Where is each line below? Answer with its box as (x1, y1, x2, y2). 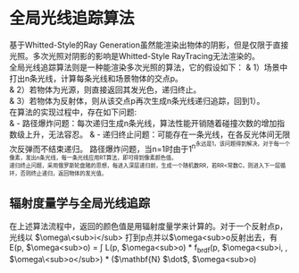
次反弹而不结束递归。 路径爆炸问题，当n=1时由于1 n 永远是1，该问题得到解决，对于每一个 (9, 140, 290, 154)
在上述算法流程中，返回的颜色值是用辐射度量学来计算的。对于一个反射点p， (9, 221, 288, 232)
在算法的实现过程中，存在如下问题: (9, 107, 137, 117)
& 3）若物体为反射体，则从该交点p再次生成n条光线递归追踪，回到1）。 (9, 95, 265, 106)
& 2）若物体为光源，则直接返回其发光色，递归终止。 (9, 84, 202, 95)
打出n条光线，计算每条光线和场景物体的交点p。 (9, 73, 183, 83)
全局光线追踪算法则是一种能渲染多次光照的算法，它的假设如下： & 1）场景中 (9, 62, 288, 73)
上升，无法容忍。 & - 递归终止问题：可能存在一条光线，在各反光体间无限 (24, 129, 291, 140)
